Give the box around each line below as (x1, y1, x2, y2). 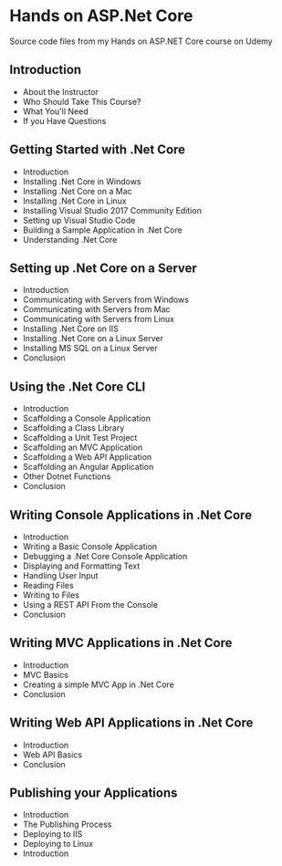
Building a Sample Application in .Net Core (22, 224, 183, 235)
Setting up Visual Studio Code (22, 214, 136, 225)
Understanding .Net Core (22, 234, 118, 245)
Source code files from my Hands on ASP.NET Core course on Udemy (9, 36, 273, 47)
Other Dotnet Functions (22, 471, 111, 482)
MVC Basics (22, 669, 68, 680)
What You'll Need (22, 106, 89, 117)
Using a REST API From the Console (22, 600, 158, 610)
